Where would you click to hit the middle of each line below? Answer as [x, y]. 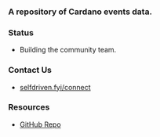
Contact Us [30, 70]
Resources [29, 107]
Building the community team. [68, 50]
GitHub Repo [40, 124]
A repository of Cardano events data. [80, 12]
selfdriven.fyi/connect [55, 87]
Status [21, 32]
